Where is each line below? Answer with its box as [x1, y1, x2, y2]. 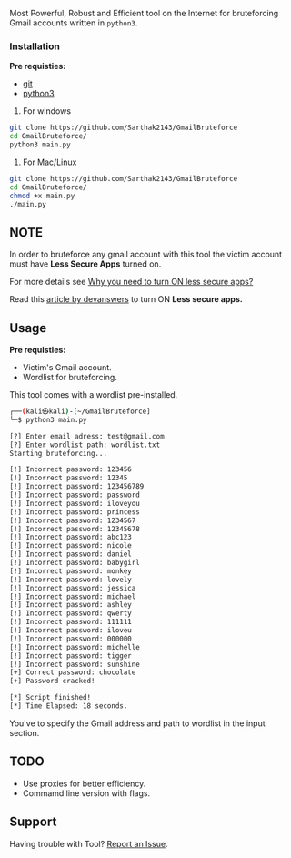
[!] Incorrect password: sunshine [9, 660, 141, 669]
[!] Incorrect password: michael [9, 591, 136, 601]
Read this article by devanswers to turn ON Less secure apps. [9, 294, 243, 305]
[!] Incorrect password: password [9, 490, 141, 500]
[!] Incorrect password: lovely [9, 575, 132, 584]
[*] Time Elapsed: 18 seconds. [9, 702, 128, 711]
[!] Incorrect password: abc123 [9, 532, 132, 542]
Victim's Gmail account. [22, 362, 112, 373]
